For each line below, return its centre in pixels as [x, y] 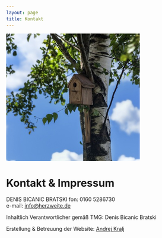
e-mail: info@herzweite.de [39, 206]
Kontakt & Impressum [60, 183]
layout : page [22, 13]
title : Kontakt [25, 19]
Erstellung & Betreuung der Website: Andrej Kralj [65, 229]
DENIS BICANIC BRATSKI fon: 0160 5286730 [61, 199]
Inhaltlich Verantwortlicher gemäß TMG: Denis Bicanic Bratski [81, 217]
